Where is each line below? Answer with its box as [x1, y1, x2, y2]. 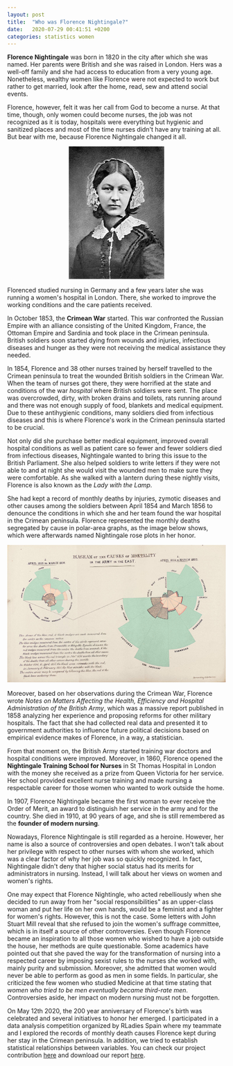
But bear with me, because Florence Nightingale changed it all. [7, 132, 187, 141]
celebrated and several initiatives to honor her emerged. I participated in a [7, 1014, 218, 1022]
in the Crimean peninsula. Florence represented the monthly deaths [7, 516, 200, 525]
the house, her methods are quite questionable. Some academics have [7, 942, 209, 950]
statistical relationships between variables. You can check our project [7, 1044, 206, 1052]
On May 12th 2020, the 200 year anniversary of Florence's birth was [7, 1007, 202, 1015]
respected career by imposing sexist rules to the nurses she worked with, [7, 956, 217, 965]
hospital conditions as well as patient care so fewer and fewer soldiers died [7, 444, 223, 453]
